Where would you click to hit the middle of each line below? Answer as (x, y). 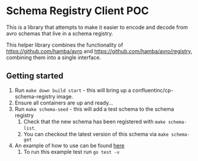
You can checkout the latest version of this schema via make (96, 134)
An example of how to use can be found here (69, 145)
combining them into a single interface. (54, 57)
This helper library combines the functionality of (65, 45)
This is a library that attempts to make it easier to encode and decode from (97, 27)
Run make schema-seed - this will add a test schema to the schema (94, 109)
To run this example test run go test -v (72, 152)
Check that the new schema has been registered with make (95, 121)
